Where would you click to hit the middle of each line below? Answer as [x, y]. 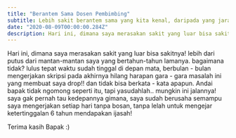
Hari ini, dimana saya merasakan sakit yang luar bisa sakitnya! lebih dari [111, 54]
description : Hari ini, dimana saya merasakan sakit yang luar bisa [110, 33]
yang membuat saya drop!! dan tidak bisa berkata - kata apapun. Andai [110, 83]
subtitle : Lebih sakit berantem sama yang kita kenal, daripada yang [111, 20]
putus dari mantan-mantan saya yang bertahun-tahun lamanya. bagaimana [116, 61]
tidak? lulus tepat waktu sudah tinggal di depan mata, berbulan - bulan [109, 68]
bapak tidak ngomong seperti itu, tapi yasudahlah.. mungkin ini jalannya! [112, 91]
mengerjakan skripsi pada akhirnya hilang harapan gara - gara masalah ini [114, 76]
